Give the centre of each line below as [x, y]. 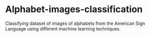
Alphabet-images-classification [74, 9]
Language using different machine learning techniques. [63, 28]
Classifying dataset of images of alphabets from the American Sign [75, 23]
